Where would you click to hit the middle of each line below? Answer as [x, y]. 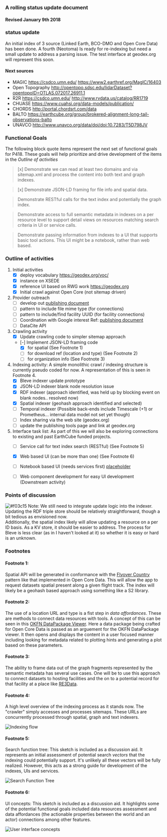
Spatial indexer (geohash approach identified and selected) [81, 403]
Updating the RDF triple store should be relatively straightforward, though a [82, 511]
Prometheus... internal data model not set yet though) [75, 414]
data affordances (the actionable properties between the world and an [77, 814]
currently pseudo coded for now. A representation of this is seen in [81, 370]
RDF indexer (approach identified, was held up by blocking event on [90, 392]
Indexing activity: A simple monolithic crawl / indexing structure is [80, 365]
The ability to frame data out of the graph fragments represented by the [79, 668]
